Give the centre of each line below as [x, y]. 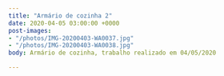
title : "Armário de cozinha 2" [60, 16]
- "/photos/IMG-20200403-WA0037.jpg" [71, 38]
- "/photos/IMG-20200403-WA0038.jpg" [71, 46]
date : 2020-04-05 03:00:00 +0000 [64, 23]
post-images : [30, 30]
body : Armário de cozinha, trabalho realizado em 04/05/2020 [112, 53]
